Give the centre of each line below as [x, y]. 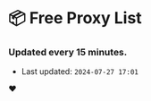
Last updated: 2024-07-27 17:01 [80, 72]
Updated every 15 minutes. [68, 53]
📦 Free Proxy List [75, 18]
